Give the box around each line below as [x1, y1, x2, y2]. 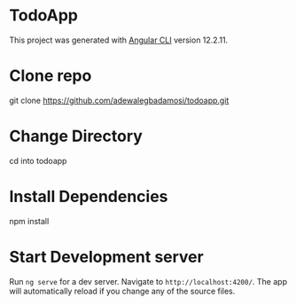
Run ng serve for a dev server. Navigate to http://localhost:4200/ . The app [9, 276, 288, 286]
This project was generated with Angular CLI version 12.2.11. [9, 35, 229, 45]
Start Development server [9, 246, 204, 267]
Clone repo [9, 66, 92, 86]
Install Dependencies [9, 187, 168, 207]
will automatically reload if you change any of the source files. [9, 285, 236, 296]
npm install [9, 215, 50, 226]
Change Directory [9, 126, 144, 146]
